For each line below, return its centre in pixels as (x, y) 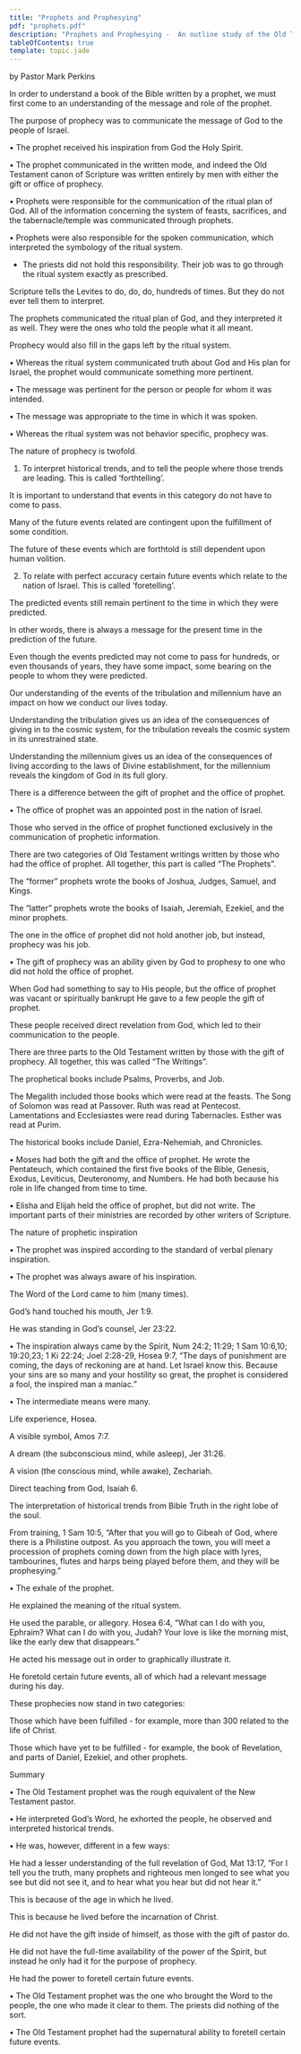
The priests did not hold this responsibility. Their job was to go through (153, 264)
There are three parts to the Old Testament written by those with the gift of (147, 1052)
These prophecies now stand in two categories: (97, 1704)
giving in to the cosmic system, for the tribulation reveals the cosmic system (150, 729)
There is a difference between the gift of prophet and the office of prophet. (148, 793)
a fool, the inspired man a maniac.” (73, 1385)
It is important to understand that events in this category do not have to (141, 496)
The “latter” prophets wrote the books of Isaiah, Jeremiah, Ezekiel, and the (147, 908)
